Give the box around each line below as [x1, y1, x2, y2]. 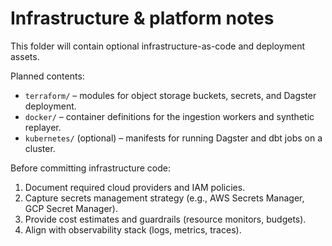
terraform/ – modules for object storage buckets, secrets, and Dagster [24, 89, 317, 101]
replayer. [24, 121, 62, 133]
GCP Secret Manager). [24, 202, 119, 214]
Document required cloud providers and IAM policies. [24, 181, 246, 193]
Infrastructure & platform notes [10, 7, 275, 30]
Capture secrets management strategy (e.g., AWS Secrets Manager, [24, 192, 305, 204]
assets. [10, 50, 40, 62]
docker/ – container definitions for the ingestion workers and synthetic [24, 110, 315, 122]
